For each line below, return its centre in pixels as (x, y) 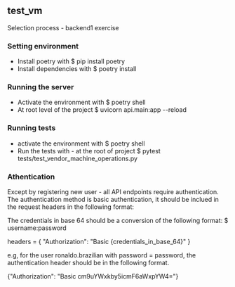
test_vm (25, 11)
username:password (37, 228)
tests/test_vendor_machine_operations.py (78, 158)
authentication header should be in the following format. (88, 263)
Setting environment (43, 46)
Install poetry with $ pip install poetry (71, 61)
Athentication (31, 177)
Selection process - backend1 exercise (63, 27)
